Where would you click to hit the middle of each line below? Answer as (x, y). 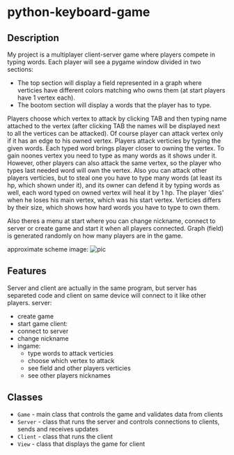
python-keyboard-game (79, 12)
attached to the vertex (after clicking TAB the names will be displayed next (114, 126)
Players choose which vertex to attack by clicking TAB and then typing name (117, 118)
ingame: (29, 346)
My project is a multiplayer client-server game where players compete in (111, 54)
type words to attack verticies (70, 353)
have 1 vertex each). (46, 98)
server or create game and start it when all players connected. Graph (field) (116, 228)
